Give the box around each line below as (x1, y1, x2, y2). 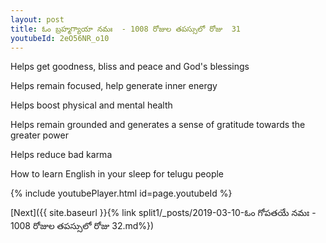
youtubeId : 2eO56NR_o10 (10, 33, 110, 43)
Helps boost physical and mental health (10, 99, 173, 111)
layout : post (10, 14, 65, 25)
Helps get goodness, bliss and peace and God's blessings (10, 61, 250, 73)
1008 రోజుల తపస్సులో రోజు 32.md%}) (10, 220, 155, 232)
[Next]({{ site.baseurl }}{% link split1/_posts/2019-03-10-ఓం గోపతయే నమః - (10, 207, 317, 219)
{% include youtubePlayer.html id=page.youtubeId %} (10, 187, 233, 200)
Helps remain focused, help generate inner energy (10, 80, 218, 92)
